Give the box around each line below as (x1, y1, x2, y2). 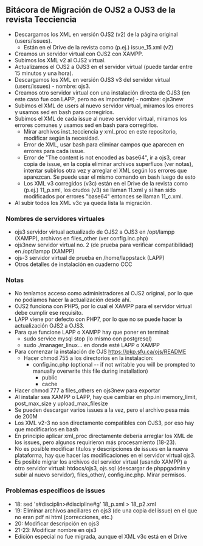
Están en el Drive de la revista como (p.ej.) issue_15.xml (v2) (23, 43, 174, 51)
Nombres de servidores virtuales (5, 214, 105, 223)
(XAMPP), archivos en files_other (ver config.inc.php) (14, 235, 148, 242)
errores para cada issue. (23, 147, 85, 154)
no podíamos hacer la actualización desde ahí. (14, 296, 131, 304)
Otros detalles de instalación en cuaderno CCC (14, 260, 132, 268)
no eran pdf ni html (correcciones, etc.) (14, 513, 113, 520)
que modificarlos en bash (14, 426, 79, 433)
